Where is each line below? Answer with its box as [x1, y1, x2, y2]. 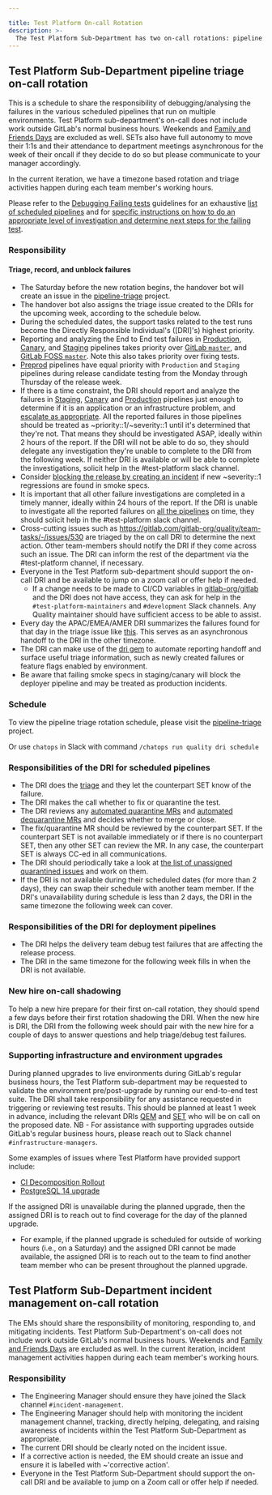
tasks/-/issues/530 [19, 532, 84, 542]
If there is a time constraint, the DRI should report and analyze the [19, 386, 240, 395]
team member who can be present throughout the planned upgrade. [19, 1260, 249, 1270]
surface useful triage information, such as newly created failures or [19, 653, 244, 663]
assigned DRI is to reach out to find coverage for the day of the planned [8, 1210, 248, 1219]
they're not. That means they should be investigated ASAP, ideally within [19, 429, 263, 438]
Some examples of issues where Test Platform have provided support [8, 1152, 240, 1163]
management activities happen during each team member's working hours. [8, 1352, 259, 1362]
